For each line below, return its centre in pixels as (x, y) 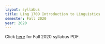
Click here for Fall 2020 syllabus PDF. (42, 37)
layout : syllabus (22, 9)
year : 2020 (16, 23)
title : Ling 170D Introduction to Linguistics (53, 14)
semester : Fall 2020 (26, 18)
